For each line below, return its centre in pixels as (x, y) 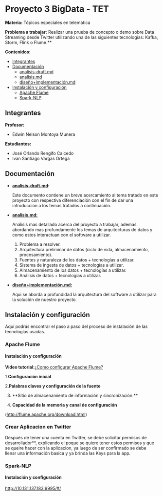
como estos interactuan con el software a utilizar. (61, 235)
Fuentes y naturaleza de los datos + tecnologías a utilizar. (77, 259)
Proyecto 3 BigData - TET (57, 9)
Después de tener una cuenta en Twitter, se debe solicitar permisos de (76, 437)
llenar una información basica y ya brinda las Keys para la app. (68, 453)
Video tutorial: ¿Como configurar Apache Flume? (54, 367)
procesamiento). (36, 255)
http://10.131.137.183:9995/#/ (33, 488)
